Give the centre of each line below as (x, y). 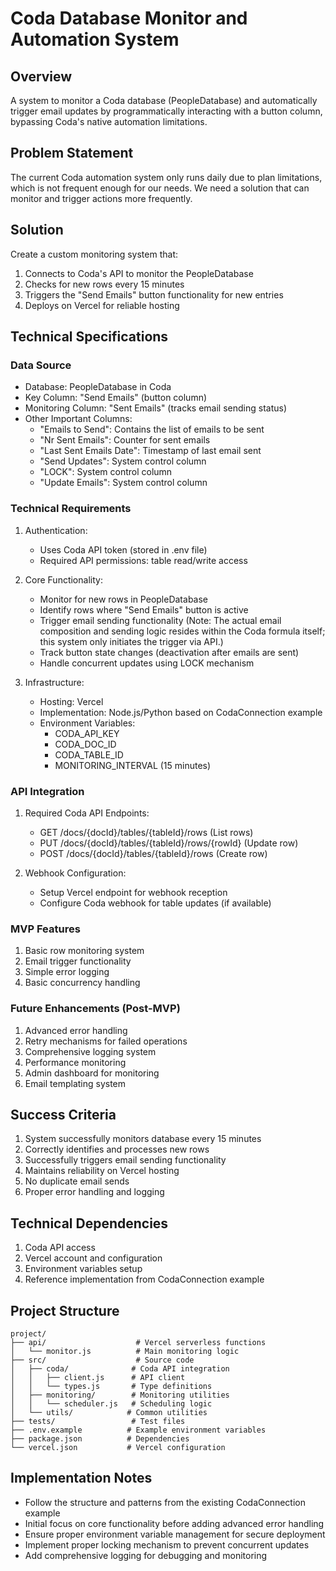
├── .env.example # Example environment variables (138, 1430)
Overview (41, 76)
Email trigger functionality (78, 961)
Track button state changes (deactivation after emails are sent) (169, 652)
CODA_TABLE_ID (89, 754)
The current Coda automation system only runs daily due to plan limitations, (166, 177)
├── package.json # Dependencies (100, 1438)
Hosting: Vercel (71, 701)
